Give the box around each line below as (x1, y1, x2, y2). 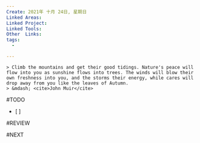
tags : (6, 37, 20, 43)
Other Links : (6, 31, 42, 37)
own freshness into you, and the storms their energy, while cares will (6, 75, 194, 81)
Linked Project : (6, 20, 47, 26)
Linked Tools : (6, 25, 42, 32)
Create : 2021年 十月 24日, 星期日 (6, 8, 87, 15)
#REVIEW (6, 119, 30, 127)
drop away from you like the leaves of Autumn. (6, 80, 129, 86)
